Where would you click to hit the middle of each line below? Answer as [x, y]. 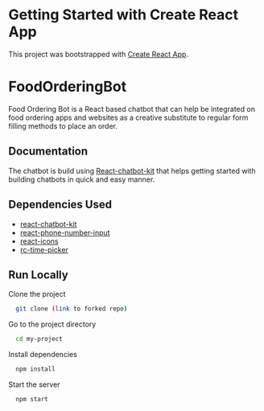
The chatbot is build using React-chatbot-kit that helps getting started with [132, 171]
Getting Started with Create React [124, 15]
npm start [32, 399]
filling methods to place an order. [63, 125]
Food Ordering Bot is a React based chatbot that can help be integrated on [132, 109]
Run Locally [38, 275]
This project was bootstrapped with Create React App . [99, 54]
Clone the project [37, 294]
